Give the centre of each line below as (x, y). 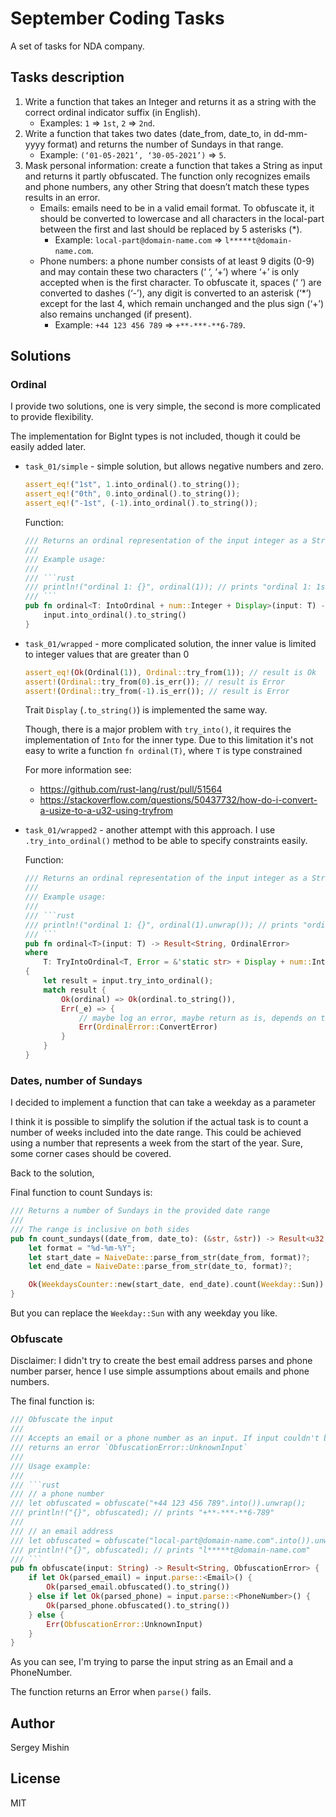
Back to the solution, (52, 1173)
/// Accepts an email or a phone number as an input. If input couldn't (165, 1438)
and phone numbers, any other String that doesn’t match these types (167, 186)
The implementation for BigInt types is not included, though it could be (155, 436)
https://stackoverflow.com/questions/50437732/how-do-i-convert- (178, 800)
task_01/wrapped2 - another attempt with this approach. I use (150, 830)
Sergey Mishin (40, 1748)
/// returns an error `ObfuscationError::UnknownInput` (129, 1448)
